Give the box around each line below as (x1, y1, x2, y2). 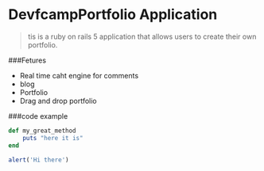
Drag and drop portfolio (19, 96, 97, 105)
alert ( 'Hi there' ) (8, 156, 69, 164)
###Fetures (8, 55, 46, 65)
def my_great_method (8, 127, 77, 135)
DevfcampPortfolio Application (8, 6, 218, 24)
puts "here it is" (22, 134, 83, 142)
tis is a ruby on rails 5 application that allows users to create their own (27, 32, 257, 41)
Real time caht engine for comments (19, 70, 139, 80)
